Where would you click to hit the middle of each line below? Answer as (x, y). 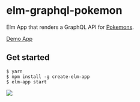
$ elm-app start (26, 82)
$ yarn (14, 71)
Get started (28, 58)
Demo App (20, 38)
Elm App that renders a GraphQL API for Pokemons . (70, 27)
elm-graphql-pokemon (64, 10)
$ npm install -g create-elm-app (48, 76)
